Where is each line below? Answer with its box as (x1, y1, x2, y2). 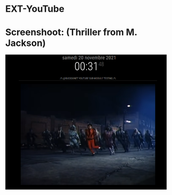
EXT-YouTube (5, 3, 65, 15)
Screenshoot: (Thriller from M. (5, 27, 137, 38)
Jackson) (5, 37, 46, 49)
